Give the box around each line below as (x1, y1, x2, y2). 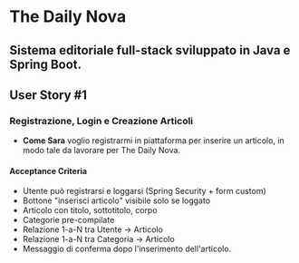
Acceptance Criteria (9, 165, 88, 176)
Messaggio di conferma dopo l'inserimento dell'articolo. (22, 243, 232, 255)
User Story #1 (9, 87, 88, 102)
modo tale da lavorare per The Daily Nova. (22, 145, 181, 156)
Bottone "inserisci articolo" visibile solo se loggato (22, 195, 211, 206)
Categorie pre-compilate (22, 215, 115, 226)
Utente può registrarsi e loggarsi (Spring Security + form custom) (22, 186, 267, 197)
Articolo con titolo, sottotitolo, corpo (22, 205, 158, 216)
